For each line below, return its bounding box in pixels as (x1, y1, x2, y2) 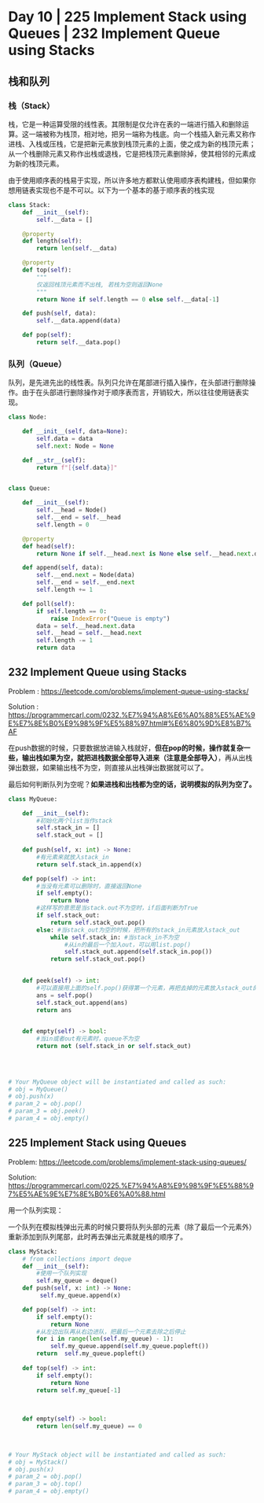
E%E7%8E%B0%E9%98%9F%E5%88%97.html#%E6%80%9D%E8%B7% (8, 718, 251, 728)
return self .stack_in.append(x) (36, 860, 143, 869)
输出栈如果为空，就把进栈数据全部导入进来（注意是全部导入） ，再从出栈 (21, 752, 253, 763)
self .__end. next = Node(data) (36, 571, 135, 579)
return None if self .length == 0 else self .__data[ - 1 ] (36, 295, 220, 303)
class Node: (8, 413, 47, 421)
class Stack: (8, 201, 51, 209)
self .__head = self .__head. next (36, 630, 143, 637)
